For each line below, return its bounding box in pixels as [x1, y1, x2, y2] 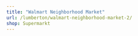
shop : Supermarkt [6, 20, 51, 26]
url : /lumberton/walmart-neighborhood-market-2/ [6, 15, 133, 21]
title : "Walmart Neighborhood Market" [6, 9, 105, 15]
